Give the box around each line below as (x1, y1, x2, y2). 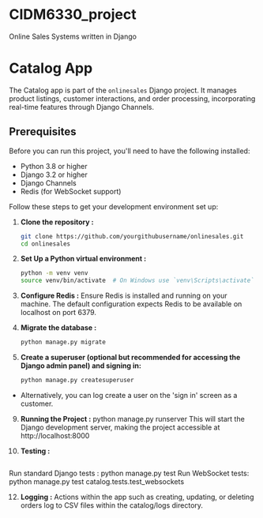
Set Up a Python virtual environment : (20, 254, 147, 264)
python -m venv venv (20, 269, 88, 277)
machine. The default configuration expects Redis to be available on (20, 299, 242, 309)
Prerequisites (9, 125, 77, 139)
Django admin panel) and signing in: (20, 361, 141, 370)
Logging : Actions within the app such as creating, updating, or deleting (20, 492, 254, 501)
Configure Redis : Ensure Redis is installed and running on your (20, 291, 227, 301)
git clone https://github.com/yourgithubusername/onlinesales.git (20, 232, 244, 240)
